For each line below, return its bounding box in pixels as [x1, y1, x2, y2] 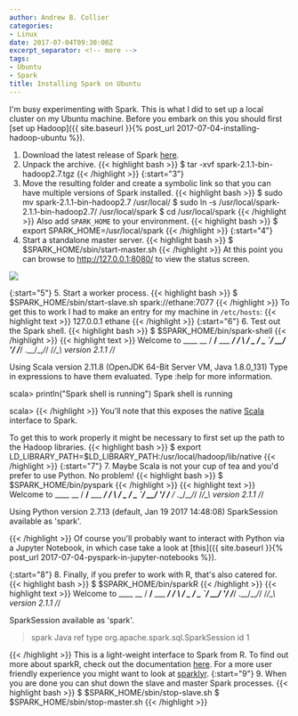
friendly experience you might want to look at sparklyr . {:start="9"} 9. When [9, 668, 287, 679]
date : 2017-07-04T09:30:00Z [9, 37, 114, 47]
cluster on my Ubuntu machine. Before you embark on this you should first [9, 113, 283, 124]
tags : [9, 54, 29, 63]
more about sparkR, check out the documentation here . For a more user [9, 658, 273, 669]
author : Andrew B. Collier [9, 12, 109, 22]
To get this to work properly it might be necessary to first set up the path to [9, 432, 285, 443]
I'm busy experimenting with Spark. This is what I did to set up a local [9, 103, 264, 114]
